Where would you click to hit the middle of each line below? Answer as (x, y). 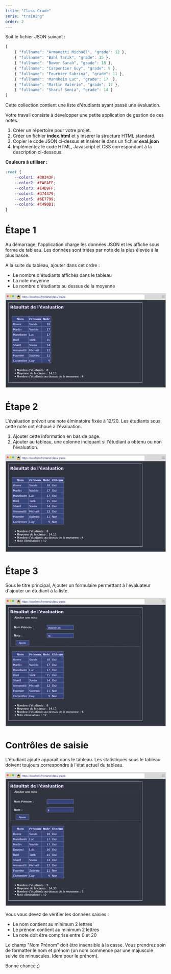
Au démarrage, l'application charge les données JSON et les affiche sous (82, 245)
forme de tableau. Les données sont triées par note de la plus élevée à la (82, 250)
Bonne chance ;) (23, 966)
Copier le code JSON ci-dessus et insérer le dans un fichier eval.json (86, 141)
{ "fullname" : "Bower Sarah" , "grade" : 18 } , (64, 63)
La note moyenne (31, 281)
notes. (12, 121)
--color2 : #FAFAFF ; (35, 183)
